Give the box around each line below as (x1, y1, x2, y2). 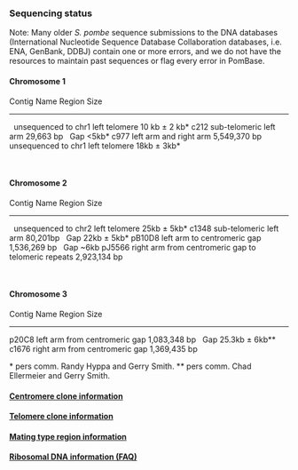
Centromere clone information (9, 390, 123, 402)
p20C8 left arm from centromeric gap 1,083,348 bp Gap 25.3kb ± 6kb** (9, 334, 277, 345)
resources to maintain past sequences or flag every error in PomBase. (9, 56, 265, 67)
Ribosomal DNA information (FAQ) (9, 451, 137, 462)
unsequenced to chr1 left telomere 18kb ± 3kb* (9, 140, 181, 151)
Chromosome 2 (9, 178, 68, 188)
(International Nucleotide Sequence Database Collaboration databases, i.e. (9, 36, 282, 47)
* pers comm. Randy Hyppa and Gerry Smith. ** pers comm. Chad (9, 361, 252, 371)
